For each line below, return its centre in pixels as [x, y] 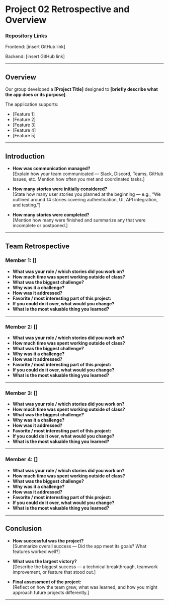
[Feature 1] [24, 114]
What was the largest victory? [45, 561]
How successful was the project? [48, 540]
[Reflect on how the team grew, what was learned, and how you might [85, 587]
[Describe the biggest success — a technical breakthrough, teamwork [85, 567]
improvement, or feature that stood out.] [54, 572]
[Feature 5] [24, 136]
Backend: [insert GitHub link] [35, 57]
